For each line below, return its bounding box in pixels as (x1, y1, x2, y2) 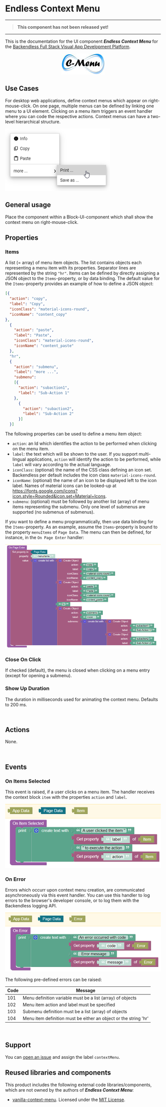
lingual (12, 456, 26, 462)
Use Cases (5, 84, 39, 93)
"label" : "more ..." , (14, 369, 58, 375)
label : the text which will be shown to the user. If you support (12, 451, 138, 457)
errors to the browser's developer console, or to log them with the (5, 898, 139, 903)
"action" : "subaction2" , (23, 406, 74, 411)
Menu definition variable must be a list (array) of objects (23, 995, 137, 1001)
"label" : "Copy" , (9, 301, 45, 306)
